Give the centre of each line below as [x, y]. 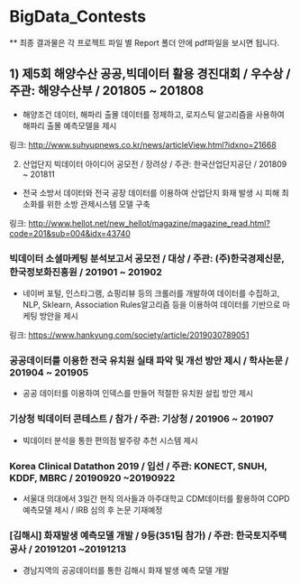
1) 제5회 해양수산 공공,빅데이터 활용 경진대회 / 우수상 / [150, 74]
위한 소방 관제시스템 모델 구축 [98, 204]
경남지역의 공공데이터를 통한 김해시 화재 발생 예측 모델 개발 [126, 570]
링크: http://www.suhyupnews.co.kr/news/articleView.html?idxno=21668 [143, 144]
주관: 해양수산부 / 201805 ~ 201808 [107, 91]
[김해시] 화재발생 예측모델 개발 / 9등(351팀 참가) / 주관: [122, 535]
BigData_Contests [78, 17]
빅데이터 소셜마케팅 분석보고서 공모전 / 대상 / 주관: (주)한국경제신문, [147, 258]
